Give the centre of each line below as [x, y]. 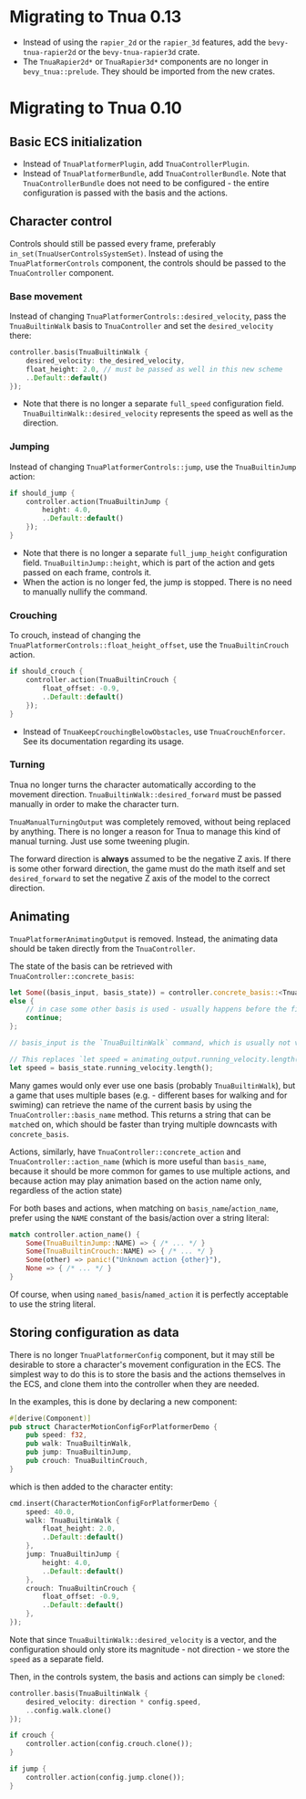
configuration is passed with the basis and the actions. [125, 193]
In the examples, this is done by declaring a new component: [123, 1401]
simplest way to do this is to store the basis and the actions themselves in [148, 1374]
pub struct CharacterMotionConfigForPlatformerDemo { [114, 1426]
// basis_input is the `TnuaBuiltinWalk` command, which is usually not [150, 1043]
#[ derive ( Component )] [51, 1418]
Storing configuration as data [94, 1333]
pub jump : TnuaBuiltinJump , [79, 1452]
